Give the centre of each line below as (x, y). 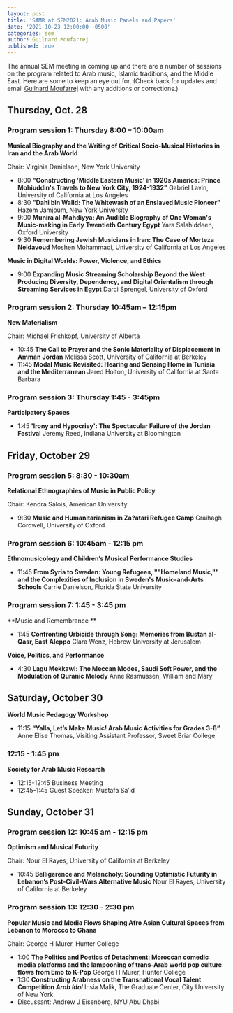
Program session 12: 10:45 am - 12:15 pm (78, 832)
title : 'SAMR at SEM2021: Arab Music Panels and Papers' (92, 20)
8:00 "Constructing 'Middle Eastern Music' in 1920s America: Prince (119, 180)
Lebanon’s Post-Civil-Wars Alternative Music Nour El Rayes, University (121, 881)
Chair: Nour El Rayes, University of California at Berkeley (88, 860)
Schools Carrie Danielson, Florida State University (90, 587)
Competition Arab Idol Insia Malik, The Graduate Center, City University (121, 986)
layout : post (26, 14)
